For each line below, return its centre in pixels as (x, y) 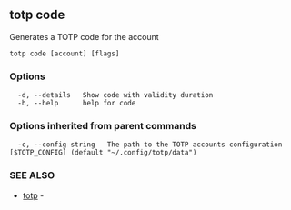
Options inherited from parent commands (103, 126)
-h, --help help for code (77, 104)
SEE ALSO (32, 175)
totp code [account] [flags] (65, 54)
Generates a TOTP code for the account (84, 36)
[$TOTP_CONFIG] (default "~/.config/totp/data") (103, 153)
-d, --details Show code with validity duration (115, 95)
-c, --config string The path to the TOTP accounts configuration (150, 145)
